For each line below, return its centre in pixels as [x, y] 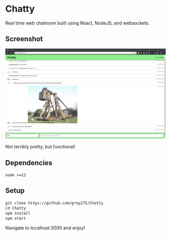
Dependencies [29, 163]
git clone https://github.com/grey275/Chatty [54, 203]
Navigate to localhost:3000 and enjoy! [45, 228]
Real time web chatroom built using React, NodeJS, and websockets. [78, 23]
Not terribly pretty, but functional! [40, 147]
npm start [16, 218]
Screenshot [24, 39]
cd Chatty [16, 208]
